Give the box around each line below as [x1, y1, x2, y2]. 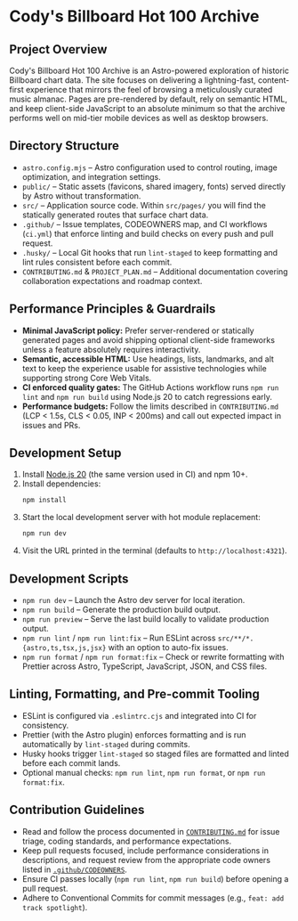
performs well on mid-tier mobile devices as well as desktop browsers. [9, 113, 269, 123]
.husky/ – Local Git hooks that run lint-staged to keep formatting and [21, 247, 278, 257]
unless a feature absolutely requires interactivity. [21, 344, 201, 355]
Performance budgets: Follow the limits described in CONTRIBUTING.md [21, 401, 279, 412]
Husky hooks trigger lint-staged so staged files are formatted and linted [21, 748, 289, 759]
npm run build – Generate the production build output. [21, 604, 221, 615]
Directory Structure [9, 138, 120, 153]
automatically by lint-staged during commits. [21, 738, 190, 749]
